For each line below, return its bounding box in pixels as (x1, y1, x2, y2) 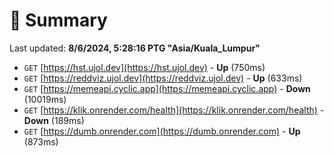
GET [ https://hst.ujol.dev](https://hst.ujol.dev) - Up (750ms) (23, 61, 266, 73)
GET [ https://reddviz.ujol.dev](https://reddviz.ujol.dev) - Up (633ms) (23, 72, 303, 84)
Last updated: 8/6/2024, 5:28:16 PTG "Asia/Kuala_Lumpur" (9, 42, 261, 54)
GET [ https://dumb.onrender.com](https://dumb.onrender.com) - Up (23, 125, 301, 137)
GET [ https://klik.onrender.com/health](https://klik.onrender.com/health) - (23, 104, 325, 116)
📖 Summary (9, 9, 108, 32)
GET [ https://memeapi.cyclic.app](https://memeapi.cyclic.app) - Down (23, 82, 311, 94)
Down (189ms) (23, 114, 85, 126)
